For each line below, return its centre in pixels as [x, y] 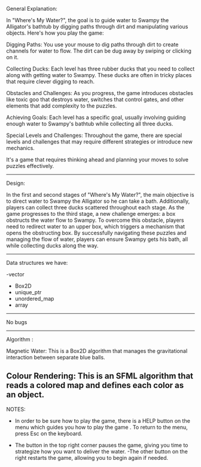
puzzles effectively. [30, 166]
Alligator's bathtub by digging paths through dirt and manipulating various [97, 27]
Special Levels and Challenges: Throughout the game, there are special [94, 135]
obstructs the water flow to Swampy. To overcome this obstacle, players [95, 220]
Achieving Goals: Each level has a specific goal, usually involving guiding [96, 117]
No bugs [17, 322]
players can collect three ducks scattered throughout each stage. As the [95, 207]
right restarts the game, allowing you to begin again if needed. [92, 457]
